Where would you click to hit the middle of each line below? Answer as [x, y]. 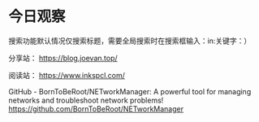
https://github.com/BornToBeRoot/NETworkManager [96, 109]
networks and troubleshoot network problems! [86, 100]
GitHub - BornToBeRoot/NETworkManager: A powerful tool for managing [130, 91]
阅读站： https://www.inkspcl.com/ [67, 75]
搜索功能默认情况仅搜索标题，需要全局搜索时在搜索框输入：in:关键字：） [130, 41]
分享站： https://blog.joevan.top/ [63, 58]
